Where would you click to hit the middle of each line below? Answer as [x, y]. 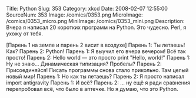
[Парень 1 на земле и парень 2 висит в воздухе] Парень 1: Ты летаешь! [96, 45]
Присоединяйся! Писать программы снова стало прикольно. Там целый [97, 70]
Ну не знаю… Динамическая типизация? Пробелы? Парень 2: [84, 64]
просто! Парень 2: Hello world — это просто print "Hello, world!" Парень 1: [99, 58]
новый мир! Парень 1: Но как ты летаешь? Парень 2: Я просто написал [95, 76]
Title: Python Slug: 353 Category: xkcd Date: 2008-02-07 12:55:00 [87, 9]
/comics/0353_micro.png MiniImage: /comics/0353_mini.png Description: [95, 21]
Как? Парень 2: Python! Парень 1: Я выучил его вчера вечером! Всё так [96, 51]
